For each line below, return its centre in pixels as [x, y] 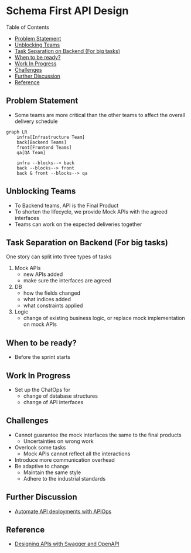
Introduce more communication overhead [65, 459]
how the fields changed [52, 293]
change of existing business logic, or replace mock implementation [104, 318]
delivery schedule [36, 121]
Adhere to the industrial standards [64, 478]
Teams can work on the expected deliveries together [78, 224]
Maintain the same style [52, 472]
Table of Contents [28, 27]
